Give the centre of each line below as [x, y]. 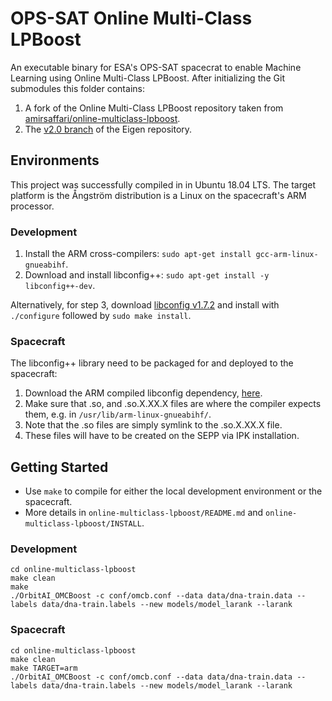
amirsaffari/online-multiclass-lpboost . [102, 118]
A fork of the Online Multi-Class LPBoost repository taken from [154, 108]
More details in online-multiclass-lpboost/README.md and [144, 513]
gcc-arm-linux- [287, 255]
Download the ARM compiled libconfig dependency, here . [143, 393]
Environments [55, 160]
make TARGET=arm [44, 668]
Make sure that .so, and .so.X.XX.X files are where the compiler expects [173, 404]
